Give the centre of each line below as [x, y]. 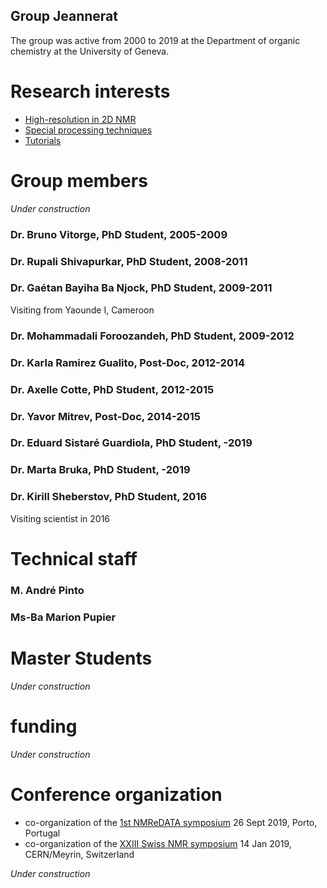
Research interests [90, 91]
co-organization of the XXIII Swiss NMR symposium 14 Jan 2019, [158, 843]
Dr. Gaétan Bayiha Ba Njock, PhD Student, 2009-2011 [141, 288]
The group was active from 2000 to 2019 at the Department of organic [155, 40]
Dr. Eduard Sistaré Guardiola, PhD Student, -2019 [131, 443]
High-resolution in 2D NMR [80, 119]
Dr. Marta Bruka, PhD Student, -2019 [100, 470]
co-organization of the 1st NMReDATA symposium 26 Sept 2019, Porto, [171, 822]
